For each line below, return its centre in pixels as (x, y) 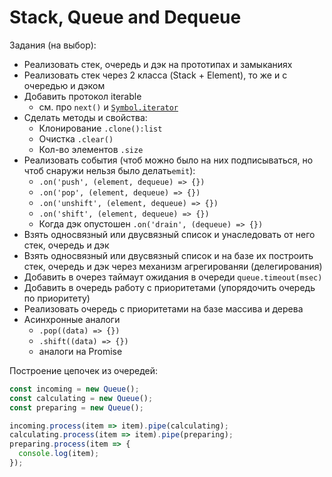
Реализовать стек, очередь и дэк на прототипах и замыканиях (158, 64)
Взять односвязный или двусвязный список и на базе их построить (168, 255)
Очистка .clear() (76, 138)
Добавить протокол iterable (82, 96)
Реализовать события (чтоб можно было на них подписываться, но (168, 160)
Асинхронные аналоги (72, 319)
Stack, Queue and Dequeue (125, 17)
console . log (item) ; (59, 454)
